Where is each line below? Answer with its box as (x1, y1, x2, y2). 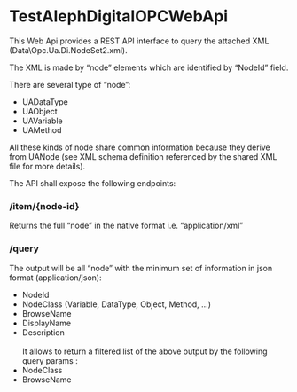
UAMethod (21, 124, 62, 135)
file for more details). (9, 161, 86, 171)
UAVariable (21, 115, 64, 126)
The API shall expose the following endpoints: (9, 177, 176, 188)
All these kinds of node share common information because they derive (9, 142, 270, 153)
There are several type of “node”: (9, 79, 131, 90)
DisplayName (21, 318, 72, 328)
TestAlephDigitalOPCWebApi (9, 6, 229, 27)
